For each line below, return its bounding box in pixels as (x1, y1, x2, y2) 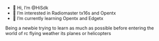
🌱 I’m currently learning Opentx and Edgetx (12, 15, 103, 21)
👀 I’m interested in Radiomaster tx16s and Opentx (12, 10, 116, 16)
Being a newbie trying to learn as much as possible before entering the (5, 25, 154, 31)
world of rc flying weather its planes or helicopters (5, 30, 111, 36)
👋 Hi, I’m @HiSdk (12, 5, 48, 10)
